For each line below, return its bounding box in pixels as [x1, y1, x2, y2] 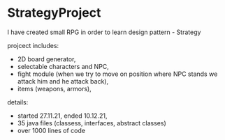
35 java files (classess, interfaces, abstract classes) [17, 118, 166, 127]
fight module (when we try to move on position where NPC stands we [17, 70, 218, 78]
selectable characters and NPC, [17, 62, 110, 70]
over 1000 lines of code [17, 126, 86, 134]
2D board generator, [17, 54, 76, 63]
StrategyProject [7, 5, 101, 21]
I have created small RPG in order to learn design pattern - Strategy [7, 28, 201, 36]
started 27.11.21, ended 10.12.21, [17, 111, 108, 120]
